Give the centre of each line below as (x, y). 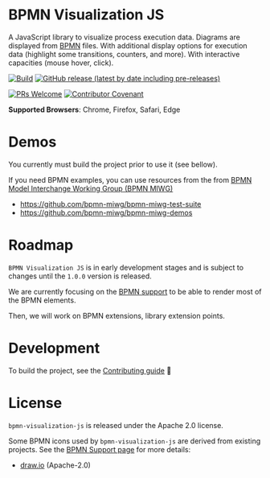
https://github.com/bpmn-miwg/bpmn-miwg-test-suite (110, 204)
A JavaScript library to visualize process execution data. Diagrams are (125, 37)
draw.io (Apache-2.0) (55, 465)
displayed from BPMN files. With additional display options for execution (128, 45)
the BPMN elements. (42, 300)
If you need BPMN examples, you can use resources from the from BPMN (130, 179)
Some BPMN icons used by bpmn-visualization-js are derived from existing (135, 441)
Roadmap (41, 245)
